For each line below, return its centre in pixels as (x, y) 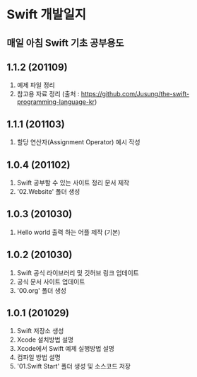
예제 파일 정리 (36, 85)
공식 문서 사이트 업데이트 (51, 282)
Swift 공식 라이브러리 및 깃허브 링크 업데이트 (78, 272)
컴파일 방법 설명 (38, 357)
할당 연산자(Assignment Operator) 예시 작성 (78, 142)
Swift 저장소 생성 (40, 331)
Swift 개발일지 (46, 14)
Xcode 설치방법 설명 (45, 340)
